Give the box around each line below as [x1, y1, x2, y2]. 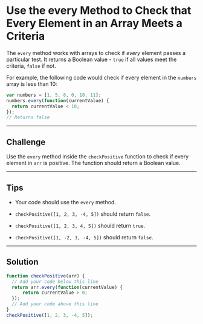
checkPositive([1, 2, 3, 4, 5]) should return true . [14, 222, 146, 229]
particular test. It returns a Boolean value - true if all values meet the [6, 56, 177, 63]
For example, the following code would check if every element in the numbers [6, 74, 197, 81]
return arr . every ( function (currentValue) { [11, 284, 123, 290]
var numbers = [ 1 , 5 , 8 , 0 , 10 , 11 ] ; [6, 92, 101, 98]
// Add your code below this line [11, 279, 98, 285]
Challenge [6, 137, 46, 147]
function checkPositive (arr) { [6, 273, 85, 279]
